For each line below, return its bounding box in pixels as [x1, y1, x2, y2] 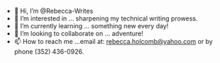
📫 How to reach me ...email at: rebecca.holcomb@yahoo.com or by [13, 38, 213, 45]
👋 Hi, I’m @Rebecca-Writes [13, 7, 94, 15]
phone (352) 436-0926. [13, 47, 84, 56]
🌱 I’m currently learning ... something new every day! [13, 22, 169, 30]
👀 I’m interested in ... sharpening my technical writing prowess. [13, 14, 198, 23]
